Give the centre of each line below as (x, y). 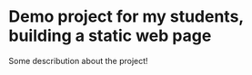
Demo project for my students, (126, 17)
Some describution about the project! (78, 61)
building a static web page (110, 36)
